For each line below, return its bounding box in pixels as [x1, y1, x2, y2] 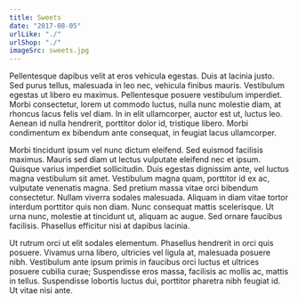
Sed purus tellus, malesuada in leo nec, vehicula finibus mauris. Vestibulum [9, 80, 285, 91]
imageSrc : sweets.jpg [9, 46, 90, 55]
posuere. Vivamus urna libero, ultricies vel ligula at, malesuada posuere [9, 247, 271, 258]
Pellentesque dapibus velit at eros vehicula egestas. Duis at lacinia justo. [9, 70, 275, 81]
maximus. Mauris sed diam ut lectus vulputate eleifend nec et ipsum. [9, 154, 261, 165]
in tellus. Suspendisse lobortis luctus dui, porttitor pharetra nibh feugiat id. [9, 275, 281, 286]
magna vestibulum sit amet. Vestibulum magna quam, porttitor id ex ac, [9, 173, 270, 184]
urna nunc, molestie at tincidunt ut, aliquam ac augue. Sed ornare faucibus [9, 211, 283, 222]
